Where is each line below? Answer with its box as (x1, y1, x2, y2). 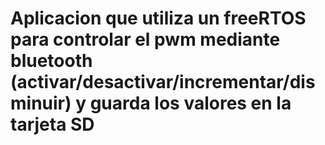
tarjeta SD (10, 113, 95, 136)
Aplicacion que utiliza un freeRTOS (10, 7, 307, 30)
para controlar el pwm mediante (10, 28, 281, 51)
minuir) (10, 92, 72, 115)
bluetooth (10, 50, 93, 72)
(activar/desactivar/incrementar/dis (10, 71, 316, 94)
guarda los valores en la (89, 92, 292, 115)
